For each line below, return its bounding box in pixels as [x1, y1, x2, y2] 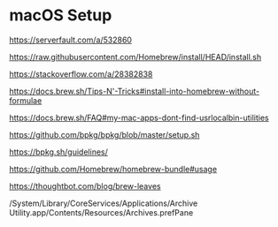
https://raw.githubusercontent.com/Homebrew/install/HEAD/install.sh [9, 51, 262, 62]
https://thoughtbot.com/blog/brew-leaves [9, 180, 161, 191]
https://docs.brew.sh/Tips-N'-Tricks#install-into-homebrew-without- [9, 86, 259, 96]
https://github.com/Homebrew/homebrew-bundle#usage [9, 163, 218, 174]
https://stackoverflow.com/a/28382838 [9, 68, 153, 79]
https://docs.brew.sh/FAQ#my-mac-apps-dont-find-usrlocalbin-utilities [9, 112, 269, 123]
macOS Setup [9, 5, 112, 26]
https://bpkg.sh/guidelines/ [9, 147, 109, 157]
